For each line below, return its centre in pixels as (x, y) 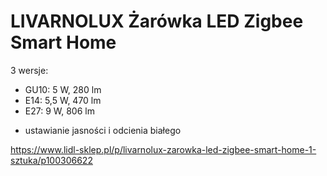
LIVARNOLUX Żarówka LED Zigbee (157, 21)
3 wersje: (29, 70)
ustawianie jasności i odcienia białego (103, 130)
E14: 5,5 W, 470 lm (63, 100)
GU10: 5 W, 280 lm (63, 89)
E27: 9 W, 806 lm (59, 111)
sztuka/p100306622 (51, 160)
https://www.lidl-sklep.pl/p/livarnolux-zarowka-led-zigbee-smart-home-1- (163, 149)
